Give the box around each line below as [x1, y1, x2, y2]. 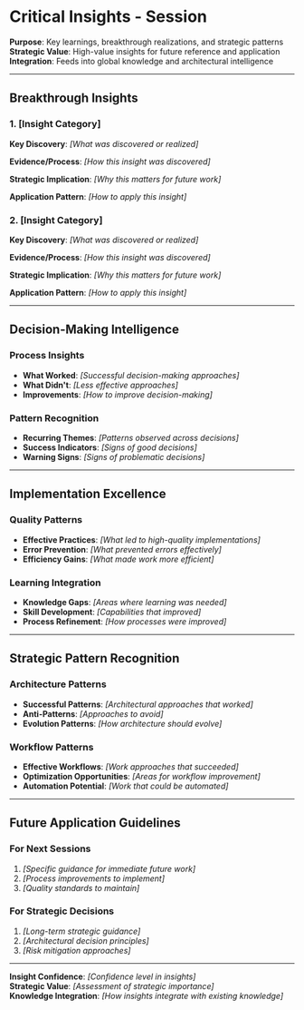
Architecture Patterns [9, 678, 107, 691]
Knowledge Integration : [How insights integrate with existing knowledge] [9, 990, 284, 1001]
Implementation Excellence [9, 486, 166, 502]
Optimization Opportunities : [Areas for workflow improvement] [22, 770, 261, 781]
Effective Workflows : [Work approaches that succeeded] [22, 760, 240, 772]
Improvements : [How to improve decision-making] [22, 388, 213, 400]
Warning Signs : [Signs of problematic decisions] [22, 451, 205, 462]
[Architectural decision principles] [22, 935, 149, 946]
